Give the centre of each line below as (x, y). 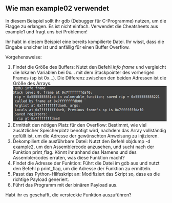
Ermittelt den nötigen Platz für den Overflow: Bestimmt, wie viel (80, 125)
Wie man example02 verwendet (57, 8)
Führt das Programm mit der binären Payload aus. (65, 185)
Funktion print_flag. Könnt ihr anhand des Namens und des (74, 152)
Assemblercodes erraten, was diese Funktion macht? (69, 157)
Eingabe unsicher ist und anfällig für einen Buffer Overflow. (68, 47)
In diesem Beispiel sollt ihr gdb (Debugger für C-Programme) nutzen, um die (86, 21)
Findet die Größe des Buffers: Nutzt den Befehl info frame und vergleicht (89, 67)
